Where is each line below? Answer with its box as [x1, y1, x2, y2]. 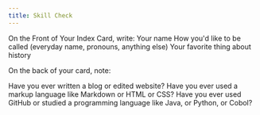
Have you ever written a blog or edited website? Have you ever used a [8, 81, 239, 90]
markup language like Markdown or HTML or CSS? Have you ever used [8, 89, 242, 99]
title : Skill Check [8, 11, 73, 20]
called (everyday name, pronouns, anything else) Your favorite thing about [8, 41, 252, 52]
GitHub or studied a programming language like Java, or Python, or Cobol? [8, 98, 253, 107]
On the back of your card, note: [8, 65, 111, 75]
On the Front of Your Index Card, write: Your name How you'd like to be [8, 33, 241, 43]
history [8, 50, 32, 59]
